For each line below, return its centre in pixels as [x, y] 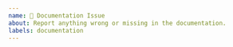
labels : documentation [46, 30]
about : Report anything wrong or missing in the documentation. [117, 23]
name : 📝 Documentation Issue [57, 16]
